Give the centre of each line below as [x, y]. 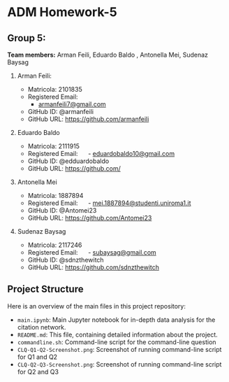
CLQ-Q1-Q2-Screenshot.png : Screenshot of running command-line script [119, 349]
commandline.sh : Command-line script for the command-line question [117, 342]
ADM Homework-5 [62, 12]
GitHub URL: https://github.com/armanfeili [88, 119]
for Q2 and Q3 [38, 372]
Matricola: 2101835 [55, 89]
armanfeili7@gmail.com [72, 104]
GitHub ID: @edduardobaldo [68, 161]
